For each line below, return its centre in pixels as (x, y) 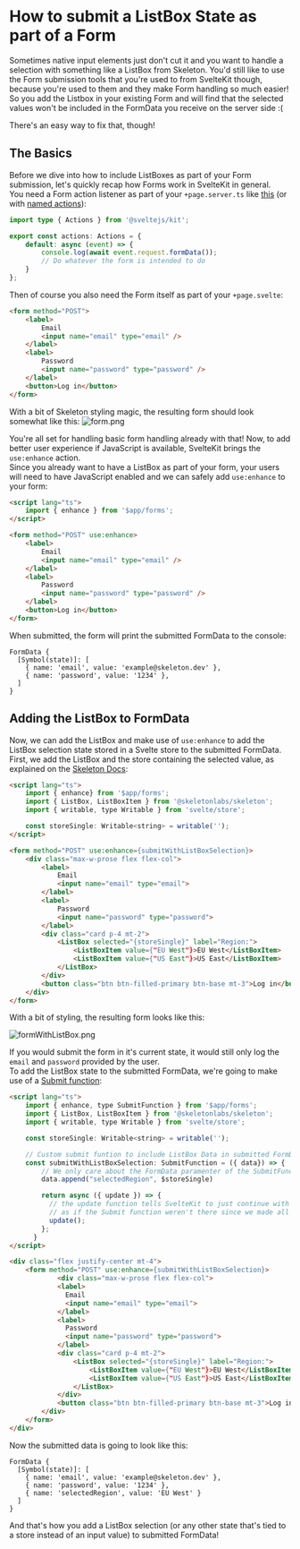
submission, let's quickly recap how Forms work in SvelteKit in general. (140, 184)
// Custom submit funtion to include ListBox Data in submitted (147, 1154)
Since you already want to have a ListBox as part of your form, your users (144, 466)
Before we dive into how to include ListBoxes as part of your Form (130, 175)
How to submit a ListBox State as (133, 17)
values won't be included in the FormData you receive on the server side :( (146, 107)
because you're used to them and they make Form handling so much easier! (149, 89)
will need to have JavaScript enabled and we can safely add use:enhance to (147, 476)
